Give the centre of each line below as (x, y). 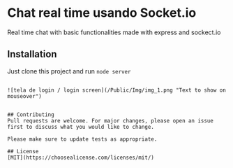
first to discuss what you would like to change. (81, 127)
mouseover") (24, 96)
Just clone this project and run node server (69, 71)
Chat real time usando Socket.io (102, 13)
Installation (32, 54)
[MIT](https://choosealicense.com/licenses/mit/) (81, 157)
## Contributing (31, 114)
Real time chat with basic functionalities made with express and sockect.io (114, 32)
